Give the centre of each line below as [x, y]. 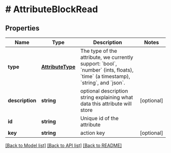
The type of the [99, 51]
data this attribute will [106, 104]
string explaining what [107, 97]
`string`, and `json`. [103, 83]
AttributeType [58, 67]
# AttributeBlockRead [52, 9]
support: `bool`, [98, 64]
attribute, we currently [107, 57]
